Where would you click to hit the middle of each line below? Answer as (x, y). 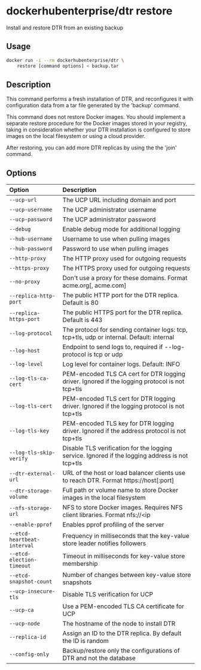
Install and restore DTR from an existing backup (65, 28)
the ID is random (86, 641)
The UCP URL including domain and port (119, 200)
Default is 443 (83, 320)
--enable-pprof (31, 525)
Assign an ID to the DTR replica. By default (122, 633)
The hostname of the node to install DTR (119, 624)
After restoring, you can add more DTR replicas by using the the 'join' (92, 148)
